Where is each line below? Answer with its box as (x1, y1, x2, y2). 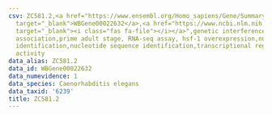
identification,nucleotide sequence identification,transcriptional (15, 42, 252, 50)
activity (15, 49, 45, 57)
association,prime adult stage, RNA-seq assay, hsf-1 (15, 34, 201, 43)
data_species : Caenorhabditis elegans (8, 79, 139, 87)
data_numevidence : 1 (8, 72, 79, 80)
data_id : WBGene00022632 (8, 65, 92, 73)
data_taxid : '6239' (8, 87, 74, 96)
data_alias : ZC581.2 (8, 57, 79, 66)
